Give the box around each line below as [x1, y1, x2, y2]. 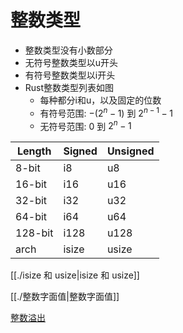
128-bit [15, 226, 54, 240]
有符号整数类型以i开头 [24, 69, 116, 81]
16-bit [15, 177, 48, 191]
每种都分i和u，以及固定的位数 [39, 94, 162, 106]
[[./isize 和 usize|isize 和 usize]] [10, 269, 140, 281]
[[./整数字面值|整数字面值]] [10, 291, 120, 303]
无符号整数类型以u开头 [24, 56, 119, 68]
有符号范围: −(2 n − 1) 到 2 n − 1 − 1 [39, 105, 174, 119]
